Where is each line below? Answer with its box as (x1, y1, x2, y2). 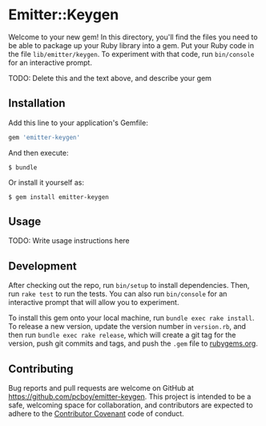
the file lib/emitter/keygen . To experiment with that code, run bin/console (8, 49, 255, 59)
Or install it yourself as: (8, 177, 84, 187)
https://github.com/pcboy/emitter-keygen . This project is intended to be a (8, 392, 252, 402)
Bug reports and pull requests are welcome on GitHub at (8, 383, 195, 393)
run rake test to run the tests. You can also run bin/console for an (8, 289, 228, 298)
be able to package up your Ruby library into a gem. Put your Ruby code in (8, 40, 255, 50)
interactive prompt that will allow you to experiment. (8, 298, 179, 307)
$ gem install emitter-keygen (8, 193, 110, 201)
